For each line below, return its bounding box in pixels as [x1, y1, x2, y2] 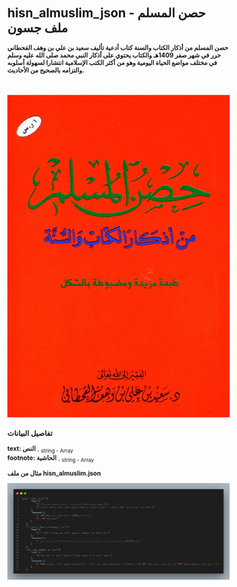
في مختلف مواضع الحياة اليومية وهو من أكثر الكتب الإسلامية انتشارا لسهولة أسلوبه [7, 58, 217, 66]
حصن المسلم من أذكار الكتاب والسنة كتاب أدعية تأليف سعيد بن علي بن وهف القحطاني [7, 43, 229, 52]
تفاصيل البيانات [7, 428, 53, 438]
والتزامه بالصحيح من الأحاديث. [7, 66, 85, 74]
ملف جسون [7, 20, 68, 36]
